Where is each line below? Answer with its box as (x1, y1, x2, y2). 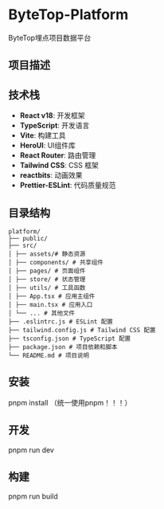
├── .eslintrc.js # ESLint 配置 (8, 317, 113, 326)
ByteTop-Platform (8, 6, 129, 24)
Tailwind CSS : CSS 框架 (19, 161, 100, 170)
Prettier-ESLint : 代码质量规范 (19, 181, 116, 190)
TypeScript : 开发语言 (19, 121, 90, 131)
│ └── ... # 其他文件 (8, 309, 76, 317)
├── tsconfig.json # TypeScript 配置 (8, 335, 131, 343)
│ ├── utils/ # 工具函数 (8, 284, 86, 292)
